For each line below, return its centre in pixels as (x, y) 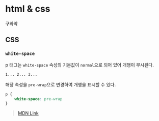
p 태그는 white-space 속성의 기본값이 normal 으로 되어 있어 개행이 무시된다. (80, 65)
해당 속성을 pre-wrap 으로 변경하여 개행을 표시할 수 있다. (61, 84)
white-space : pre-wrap (38, 99)
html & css (28, 9)
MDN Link (28, 113)
